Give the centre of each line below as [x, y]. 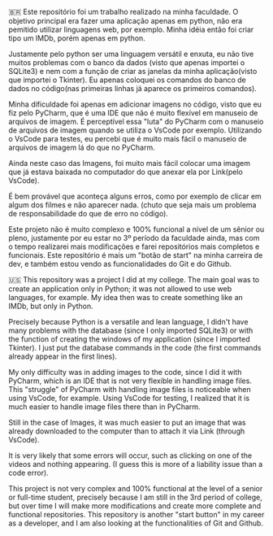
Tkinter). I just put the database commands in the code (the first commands [135, 348]
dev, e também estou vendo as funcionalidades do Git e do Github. [120, 264]
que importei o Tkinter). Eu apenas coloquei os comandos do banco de [127, 80]
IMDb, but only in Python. [51, 306]
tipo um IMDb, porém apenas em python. [77, 38]
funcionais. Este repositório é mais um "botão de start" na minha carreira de [136, 255]
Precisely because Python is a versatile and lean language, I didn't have [128, 322]
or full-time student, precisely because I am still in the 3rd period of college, [135, 497]
